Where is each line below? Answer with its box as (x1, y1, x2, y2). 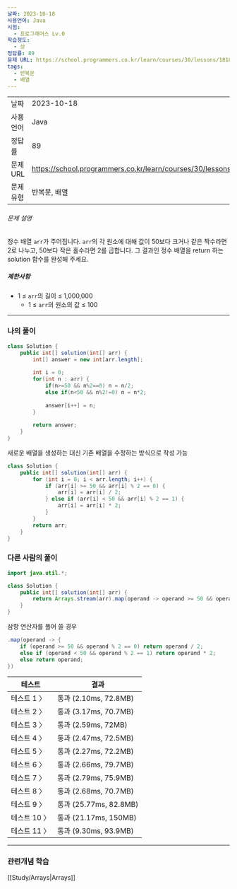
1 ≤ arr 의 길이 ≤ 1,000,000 (17, 291, 93, 300)
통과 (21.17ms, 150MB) (57, 813, 137, 823)
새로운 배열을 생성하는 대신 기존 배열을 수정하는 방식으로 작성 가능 (7, 448, 188, 457)
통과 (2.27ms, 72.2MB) (57, 747, 134, 757)
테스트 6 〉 (11, 760, 47, 769)
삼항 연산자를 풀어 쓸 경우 (7, 622, 78, 631)
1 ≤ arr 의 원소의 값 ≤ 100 (28, 300, 98, 308)
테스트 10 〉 (11, 813, 51, 823)
